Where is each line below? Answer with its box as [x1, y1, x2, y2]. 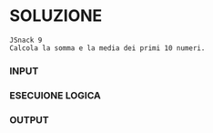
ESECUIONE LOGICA [9, 88, 102, 101]
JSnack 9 [9, 36, 43, 45]
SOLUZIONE [9, 5, 103, 26]
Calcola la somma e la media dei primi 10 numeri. [9, 43, 206, 53]
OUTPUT [9, 113, 49, 126]
